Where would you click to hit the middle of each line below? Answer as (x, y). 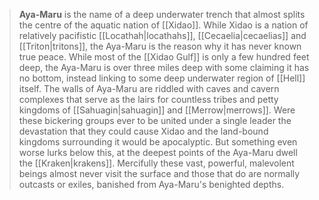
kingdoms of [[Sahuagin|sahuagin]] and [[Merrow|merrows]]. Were (157, 110)
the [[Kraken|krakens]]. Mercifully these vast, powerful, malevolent (156, 163)
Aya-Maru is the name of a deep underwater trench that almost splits (162, 14)
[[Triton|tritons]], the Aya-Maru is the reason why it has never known (160, 46)
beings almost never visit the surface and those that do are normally (159, 173)
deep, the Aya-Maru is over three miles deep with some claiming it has (164, 67)
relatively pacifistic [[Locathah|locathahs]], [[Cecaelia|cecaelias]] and (162, 35)
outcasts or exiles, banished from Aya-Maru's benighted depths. (151, 184)
